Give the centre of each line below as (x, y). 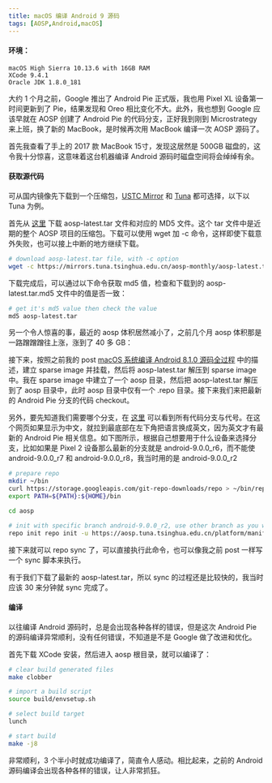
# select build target (47, 714)
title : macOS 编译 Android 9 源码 (64, 16)
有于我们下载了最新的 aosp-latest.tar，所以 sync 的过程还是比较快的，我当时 (136, 577)
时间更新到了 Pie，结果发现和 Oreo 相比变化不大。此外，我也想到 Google (130, 108)
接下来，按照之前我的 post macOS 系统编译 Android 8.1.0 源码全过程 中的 (130, 360)
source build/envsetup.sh (52, 699)
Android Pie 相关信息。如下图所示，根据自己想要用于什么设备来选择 (137, 438)
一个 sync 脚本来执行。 (47, 560)
